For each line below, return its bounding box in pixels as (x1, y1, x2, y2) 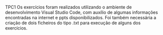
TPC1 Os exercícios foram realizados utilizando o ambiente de (5, 4, 132, 10)
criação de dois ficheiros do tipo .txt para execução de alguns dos (5, 20, 141, 26)
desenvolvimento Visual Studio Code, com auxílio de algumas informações (5, 9, 158, 15)
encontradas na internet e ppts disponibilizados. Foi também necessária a (5, 15, 157, 20)
